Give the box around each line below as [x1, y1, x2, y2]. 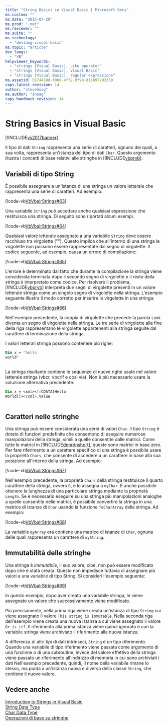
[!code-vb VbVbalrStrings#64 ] [5, 223, 67, 229]
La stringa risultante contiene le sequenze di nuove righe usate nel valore [5, 369, 157, 375]
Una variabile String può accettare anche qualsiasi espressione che [5, 208, 146, 214]
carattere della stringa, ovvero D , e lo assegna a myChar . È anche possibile [5, 483, 157, 489]
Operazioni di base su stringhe [5, 714, 69, 720]
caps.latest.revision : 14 [5, 82, 59, 87]
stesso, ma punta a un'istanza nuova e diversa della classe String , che [5, 665, 151, 671]
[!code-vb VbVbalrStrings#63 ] [5, 198, 67, 204]
